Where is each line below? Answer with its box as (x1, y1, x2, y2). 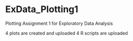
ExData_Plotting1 (5, 4, 78, 15)
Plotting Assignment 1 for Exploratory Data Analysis (5, 20, 113, 26)
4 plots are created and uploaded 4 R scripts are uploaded (5, 30, 128, 36)
